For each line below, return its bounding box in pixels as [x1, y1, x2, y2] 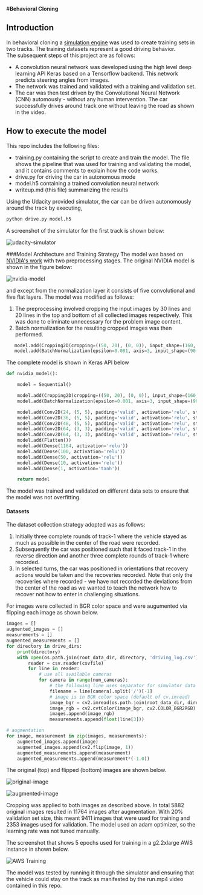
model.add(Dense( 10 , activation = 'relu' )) [17, 460, 123, 466]
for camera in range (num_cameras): [38, 677, 129, 684]
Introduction [6, 22, 54, 33]
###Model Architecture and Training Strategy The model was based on [6, 250, 184, 258]
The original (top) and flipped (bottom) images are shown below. [6, 767, 167, 774]
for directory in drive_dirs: [6, 643, 83, 649]
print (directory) [17, 648, 61, 655]
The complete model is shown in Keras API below [6, 359, 129, 366]
